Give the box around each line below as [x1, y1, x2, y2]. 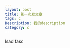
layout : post [5, 7, 32, 12]
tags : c [5, 16, 21, 21]
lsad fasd [5, 38, 23, 44]
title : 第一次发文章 [5, 12, 43, 16]
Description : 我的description [5, 20, 65, 26]
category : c [5, 25, 29, 30]
